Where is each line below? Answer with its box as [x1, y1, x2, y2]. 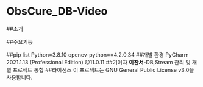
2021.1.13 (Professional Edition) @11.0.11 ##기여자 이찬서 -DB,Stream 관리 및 [6, 58, 191, 66]
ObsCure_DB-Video [6, 4, 108, 18]
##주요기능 [6, 38, 34, 45]
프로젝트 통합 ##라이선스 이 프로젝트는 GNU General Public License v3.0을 [12, 66, 194, 74]
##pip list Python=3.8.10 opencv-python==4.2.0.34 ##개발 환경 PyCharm [6, 50, 189, 58]
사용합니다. [6, 74, 33, 81]
